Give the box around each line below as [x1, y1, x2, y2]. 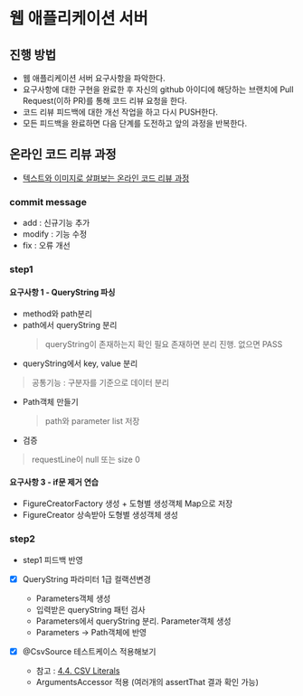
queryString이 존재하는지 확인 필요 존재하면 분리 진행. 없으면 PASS [44, 339, 283, 350]
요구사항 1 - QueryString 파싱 [9, 287, 116, 297]
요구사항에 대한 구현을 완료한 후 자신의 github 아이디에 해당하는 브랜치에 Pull [22, 84, 294, 95]
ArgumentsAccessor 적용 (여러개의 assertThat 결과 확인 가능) [35, 676, 260, 687]
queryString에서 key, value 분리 [22, 358, 138, 369]
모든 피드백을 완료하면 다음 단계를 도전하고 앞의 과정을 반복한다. [22, 118, 247, 128]
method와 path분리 [22, 308, 93, 319]
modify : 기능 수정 [22, 229, 88, 240]
